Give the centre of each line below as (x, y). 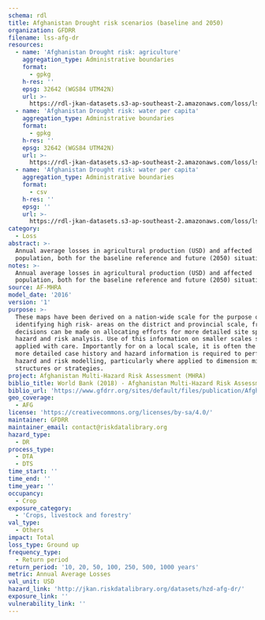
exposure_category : (40, 508)
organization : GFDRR (42, 30)
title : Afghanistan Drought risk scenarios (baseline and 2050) (116, 23)
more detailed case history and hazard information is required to (129, 354)
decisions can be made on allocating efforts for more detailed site (132, 332)
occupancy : (26, 493)
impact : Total (32, 538)
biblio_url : (28, 391)
